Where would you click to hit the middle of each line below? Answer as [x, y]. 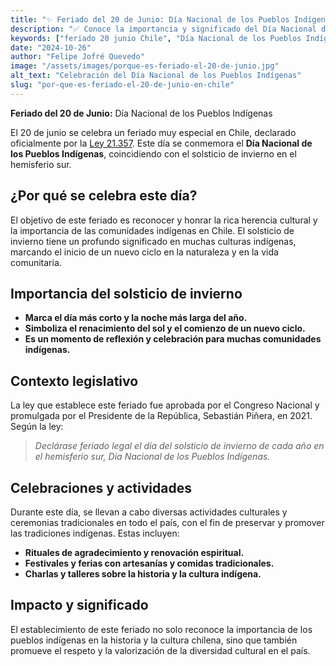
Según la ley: [37, 427]
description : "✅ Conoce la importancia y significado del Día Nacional [163, 29]
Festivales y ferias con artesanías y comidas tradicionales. [149, 563]
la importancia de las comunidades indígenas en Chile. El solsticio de [152, 230]
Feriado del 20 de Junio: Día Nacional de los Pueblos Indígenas [141, 113]
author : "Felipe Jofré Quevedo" [77, 57]
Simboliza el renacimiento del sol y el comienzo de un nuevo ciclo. [165, 328]
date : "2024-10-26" [51, 47]
